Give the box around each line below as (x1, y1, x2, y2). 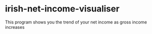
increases (5, 24, 25, 30)
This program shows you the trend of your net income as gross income (5, 19, 147, 25)
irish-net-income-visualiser (5, 3, 120, 14)
